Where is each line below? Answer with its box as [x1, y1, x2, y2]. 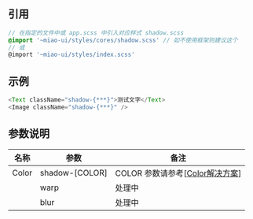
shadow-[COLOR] [39, 167, 108, 178]
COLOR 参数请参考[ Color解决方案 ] [115, 168, 242, 179]
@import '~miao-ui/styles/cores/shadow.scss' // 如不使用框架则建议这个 [8, 36, 238, 44]
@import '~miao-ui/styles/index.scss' [8, 50, 135, 59]
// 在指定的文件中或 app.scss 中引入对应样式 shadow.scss [8, 28, 185, 37]
